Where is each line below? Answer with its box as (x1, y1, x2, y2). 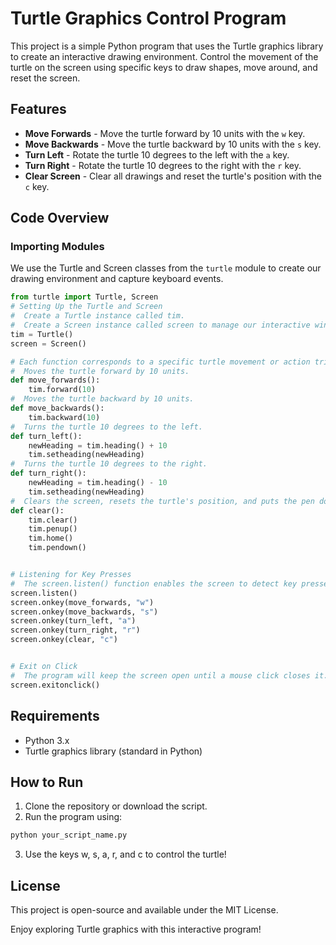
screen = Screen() (10, 338, 87, 349)
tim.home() (28, 533, 74, 544)
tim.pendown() (28, 543, 87, 553)
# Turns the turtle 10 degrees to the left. (10, 422, 203, 432)
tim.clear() (28, 515, 78, 525)
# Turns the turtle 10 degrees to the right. (10, 459, 208, 469)
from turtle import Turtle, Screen (10, 292, 159, 302)
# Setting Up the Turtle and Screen (10, 302, 163, 312)
